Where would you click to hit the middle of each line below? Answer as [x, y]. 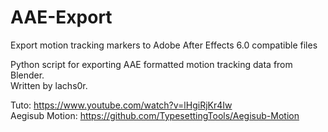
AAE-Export [61, 17]
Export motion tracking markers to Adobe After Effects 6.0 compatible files [164, 45]
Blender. [27, 75]
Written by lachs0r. [49, 85]
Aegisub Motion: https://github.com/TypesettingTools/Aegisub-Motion [155, 115]
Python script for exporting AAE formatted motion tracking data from [151, 64]
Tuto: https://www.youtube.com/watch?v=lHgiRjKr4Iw [121, 105]
